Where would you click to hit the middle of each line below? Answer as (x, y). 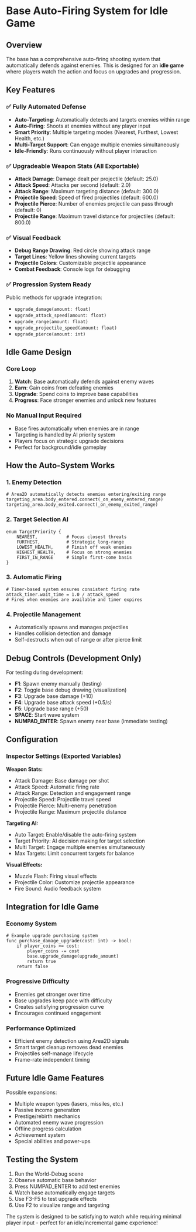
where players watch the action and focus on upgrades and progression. (94, 71)
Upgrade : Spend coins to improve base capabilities (76, 394)
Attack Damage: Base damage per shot (62, 780)
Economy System (32, 924)
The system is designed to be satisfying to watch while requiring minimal (94, 1216)
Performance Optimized (41, 1028)
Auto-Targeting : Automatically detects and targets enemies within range (102, 119)
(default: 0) (28, 210)
